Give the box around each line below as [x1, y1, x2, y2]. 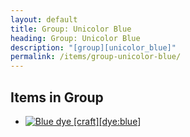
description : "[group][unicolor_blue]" [10, 42, 177, 53]
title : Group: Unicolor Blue [10, 24, 132, 34]
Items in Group [10, 89, 104, 106]
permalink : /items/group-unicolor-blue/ [10, 52, 182, 62]
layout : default [10, 14, 78, 25]
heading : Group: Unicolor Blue [10, 33, 141, 43]
